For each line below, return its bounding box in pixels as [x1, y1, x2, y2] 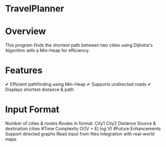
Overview [5, 26, 46, 37]
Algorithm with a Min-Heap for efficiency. [5, 48, 90, 54]
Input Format [5, 104, 60, 115]
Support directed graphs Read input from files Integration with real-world [5, 131, 155, 137]
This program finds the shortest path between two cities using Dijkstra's [5, 42, 153, 48]
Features [5, 65, 43, 76]
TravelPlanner [5, 3, 65, 14]
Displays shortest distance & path [5, 86, 74, 92]
